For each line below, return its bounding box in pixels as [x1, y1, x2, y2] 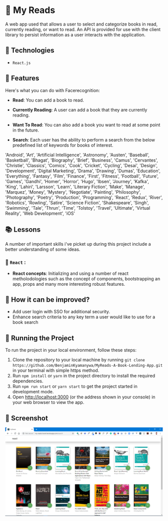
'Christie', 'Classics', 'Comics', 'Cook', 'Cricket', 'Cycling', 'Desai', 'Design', [5, 162, 158, 168]
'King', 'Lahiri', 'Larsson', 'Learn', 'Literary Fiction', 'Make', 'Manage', [5, 184, 145, 190]
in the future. [12, 127, 39, 133]
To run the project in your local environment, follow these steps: [5, 347, 136, 353]
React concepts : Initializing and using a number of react [12, 270, 129, 276]
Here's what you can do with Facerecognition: [5, 87, 100, 93]
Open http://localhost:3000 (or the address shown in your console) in [12, 394, 156, 400]
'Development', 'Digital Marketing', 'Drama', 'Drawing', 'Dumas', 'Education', [5, 168, 161, 174]
